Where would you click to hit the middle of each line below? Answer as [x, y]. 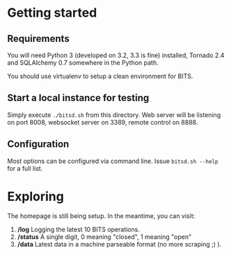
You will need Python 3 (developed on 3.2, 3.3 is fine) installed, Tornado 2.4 [116, 55]
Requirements [38, 39]
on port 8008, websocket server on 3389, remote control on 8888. [103, 122]
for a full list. [25, 168]
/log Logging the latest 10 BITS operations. [79, 229]
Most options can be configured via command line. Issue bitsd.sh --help [113, 161]
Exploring [35, 196]
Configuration [38, 144]
